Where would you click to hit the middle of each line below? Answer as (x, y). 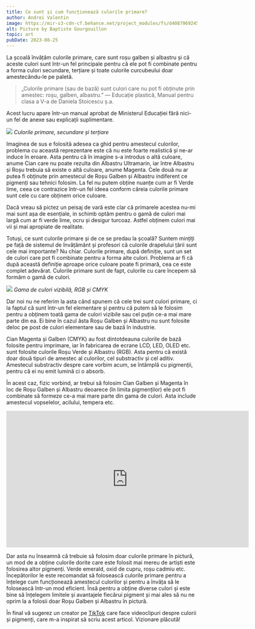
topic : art (20, 35)
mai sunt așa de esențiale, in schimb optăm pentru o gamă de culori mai (96, 214)
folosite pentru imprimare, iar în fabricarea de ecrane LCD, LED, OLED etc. (98, 345)
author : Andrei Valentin (38, 18)
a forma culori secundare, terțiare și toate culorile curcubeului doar (90, 70)
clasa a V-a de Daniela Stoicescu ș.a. (67, 101)
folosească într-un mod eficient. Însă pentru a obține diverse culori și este (98, 588)
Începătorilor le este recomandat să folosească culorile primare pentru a (96, 575)
